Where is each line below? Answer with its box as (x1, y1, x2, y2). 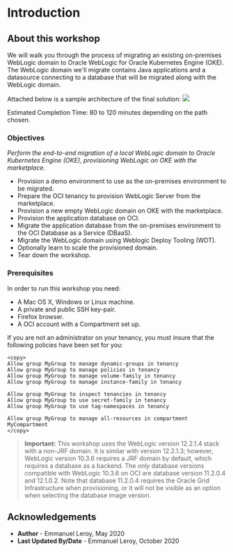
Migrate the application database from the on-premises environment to (17, 221, 221, 230)
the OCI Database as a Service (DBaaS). (17, 229, 133, 237)
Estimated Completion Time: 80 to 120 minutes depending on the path (7, 108, 208, 116)
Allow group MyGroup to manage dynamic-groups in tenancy (7, 360, 179, 367)
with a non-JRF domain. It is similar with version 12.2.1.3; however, (24, 446, 214, 455)
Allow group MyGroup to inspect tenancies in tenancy (7, 391, 167, 398)
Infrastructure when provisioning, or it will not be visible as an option (24, 483, 221, 492)
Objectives (7, 133, 45, 143)
